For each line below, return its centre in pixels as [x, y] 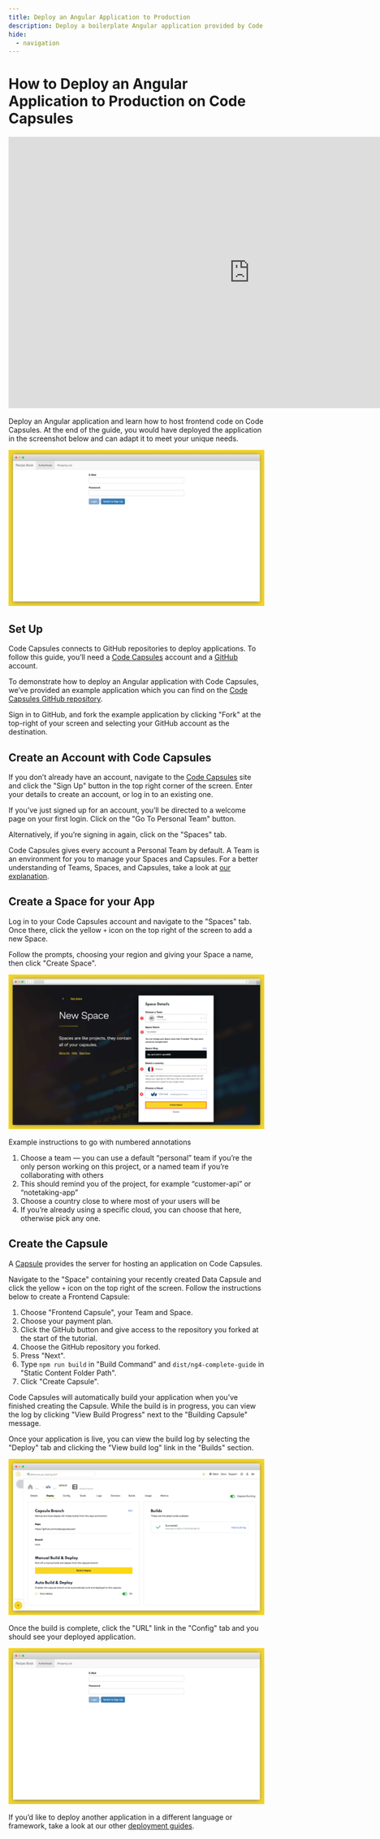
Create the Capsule [58, 1244]
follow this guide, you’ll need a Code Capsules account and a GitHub [123, 657]
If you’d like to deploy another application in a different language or [121, 1817]
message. [25, 1423]
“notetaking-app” [49, 1192]
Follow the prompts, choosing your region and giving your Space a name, [131, 954]
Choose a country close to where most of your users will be [120, 1201]
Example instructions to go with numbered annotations [100, 1142]
